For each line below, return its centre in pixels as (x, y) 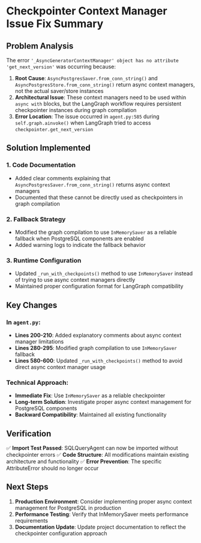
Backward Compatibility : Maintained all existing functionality (91, 415)
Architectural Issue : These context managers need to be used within (100, 97)
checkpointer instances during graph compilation (76, 110)
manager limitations (39, 341)
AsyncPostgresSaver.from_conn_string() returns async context (92, 185)
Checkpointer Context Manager (87, 11)
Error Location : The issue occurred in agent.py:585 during (87, 116)
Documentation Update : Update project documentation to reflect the (100, 527)
